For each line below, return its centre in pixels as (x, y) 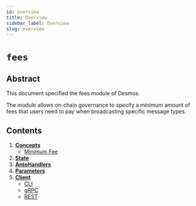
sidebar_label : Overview (38, 23)
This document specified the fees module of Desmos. (73, 93)
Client (23, 178)
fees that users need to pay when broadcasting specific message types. (96, 111)
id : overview (23, 12)
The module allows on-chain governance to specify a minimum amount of (98, 105)
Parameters (30, 171)
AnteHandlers (33, 165)
